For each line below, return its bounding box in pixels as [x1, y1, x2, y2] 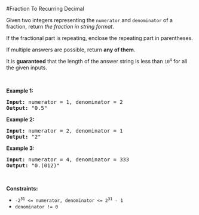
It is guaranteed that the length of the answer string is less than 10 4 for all [6, 58, 188, 64]
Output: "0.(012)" [6, 162, 60, 169]
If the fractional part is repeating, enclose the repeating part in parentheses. [6, 35, 193, 41]
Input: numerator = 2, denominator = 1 [6, 128, 123, 134]
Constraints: [6, 185, 38, 192]
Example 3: [6, 145, 35, 152]
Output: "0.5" [6, 105, 48, 111]
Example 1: [6, 87, 34, 94]
